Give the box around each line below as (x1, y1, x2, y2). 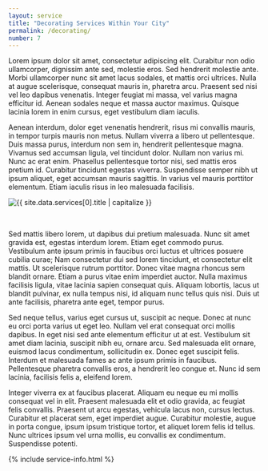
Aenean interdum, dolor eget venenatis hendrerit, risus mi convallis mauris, (8, 123, 256, 132)
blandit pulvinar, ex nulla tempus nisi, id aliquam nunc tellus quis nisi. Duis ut (8, 289, 260, 299)
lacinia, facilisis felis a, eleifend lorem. (8, 372, 134, 382)
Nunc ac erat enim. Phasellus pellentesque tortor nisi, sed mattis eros (8, 157, 238, 167)
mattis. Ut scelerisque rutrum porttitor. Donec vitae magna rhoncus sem (8, 264, 246, 273)
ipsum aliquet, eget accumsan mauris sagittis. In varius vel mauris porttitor (8, 174, 254, 183)
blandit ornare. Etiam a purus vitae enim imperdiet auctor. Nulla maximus (8, 272, 248, 281)
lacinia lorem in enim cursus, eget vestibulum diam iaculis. (8, 107, 200, 117)
